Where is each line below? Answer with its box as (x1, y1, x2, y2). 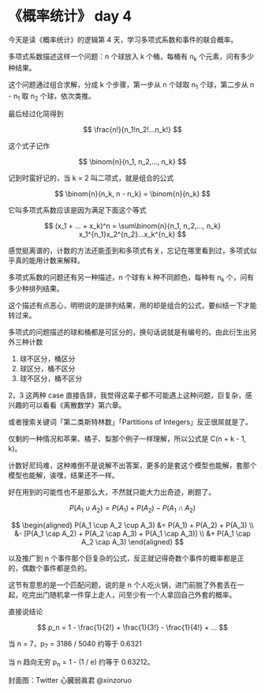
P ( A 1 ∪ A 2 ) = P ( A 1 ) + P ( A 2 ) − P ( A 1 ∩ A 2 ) (69, 503, 196, 514)
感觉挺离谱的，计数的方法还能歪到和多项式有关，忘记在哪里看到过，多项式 (8, 246, 250, 255)
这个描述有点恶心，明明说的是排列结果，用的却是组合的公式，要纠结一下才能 (8, 301, 257, 311)
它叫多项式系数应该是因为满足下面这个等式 (8, 205, 147, 215)
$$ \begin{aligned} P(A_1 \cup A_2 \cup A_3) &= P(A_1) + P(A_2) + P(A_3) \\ (11, 520, 254, 529)
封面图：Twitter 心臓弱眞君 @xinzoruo (8, 675, 132, 684)
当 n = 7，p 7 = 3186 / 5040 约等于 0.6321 (8, 638, 142, 650)
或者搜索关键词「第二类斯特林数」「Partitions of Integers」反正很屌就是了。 (8, 417, 252, 427)
